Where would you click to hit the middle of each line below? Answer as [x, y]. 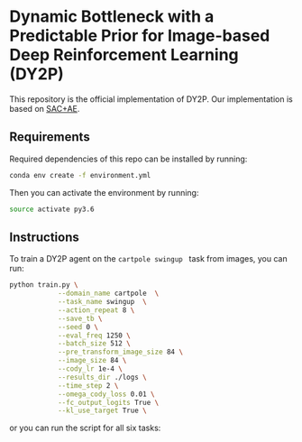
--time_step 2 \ [88, 385]
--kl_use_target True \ [102, 411]
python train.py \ [44, 285]
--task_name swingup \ [102, 302]
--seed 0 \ [78, 327]
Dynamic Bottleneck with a [112, 17]
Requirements [50, 137]
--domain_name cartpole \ [108, 294]
